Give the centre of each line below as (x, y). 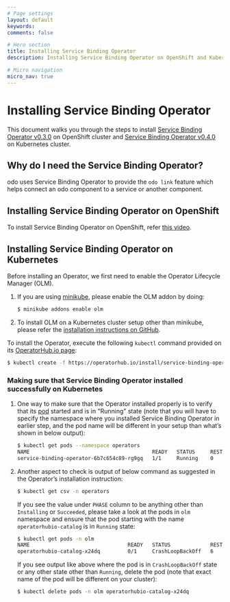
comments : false (30, 33)
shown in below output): (51, 433)
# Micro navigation (35, 70)
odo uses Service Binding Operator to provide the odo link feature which (110, 182)
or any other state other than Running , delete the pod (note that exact (114, 572)
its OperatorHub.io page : (42, 350)
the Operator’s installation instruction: (70, 479)
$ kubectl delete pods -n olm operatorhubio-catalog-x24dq (103, 592)
